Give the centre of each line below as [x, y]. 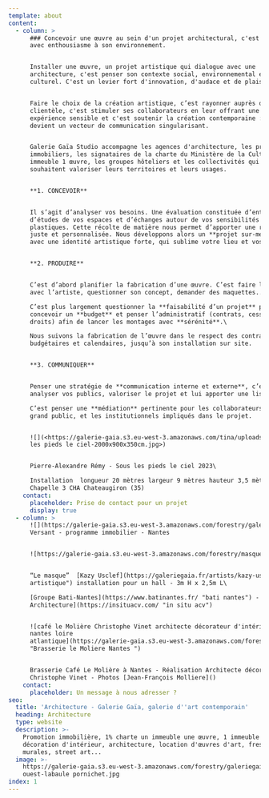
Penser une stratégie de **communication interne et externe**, [139, 387]
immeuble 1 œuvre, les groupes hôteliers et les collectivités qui [145, 162]
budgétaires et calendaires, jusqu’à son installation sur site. [141, 344]
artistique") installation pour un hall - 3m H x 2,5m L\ [128, 583]
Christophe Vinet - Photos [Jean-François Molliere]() [123, 677]
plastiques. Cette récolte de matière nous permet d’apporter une [143, 227]
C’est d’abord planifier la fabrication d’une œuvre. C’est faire [143, 285]
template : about [35, 16]
